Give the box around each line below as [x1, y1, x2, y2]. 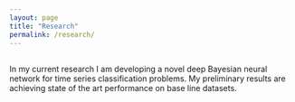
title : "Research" [9, 22, 79, 31]
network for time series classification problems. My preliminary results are [9, 73, 287, 84]
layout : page [9, 13, 59, 23]
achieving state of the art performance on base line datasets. [9, 82, 237, 93]
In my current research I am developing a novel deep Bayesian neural [9, 63, 268, 74]
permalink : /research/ [9, 30, 95, 39]
